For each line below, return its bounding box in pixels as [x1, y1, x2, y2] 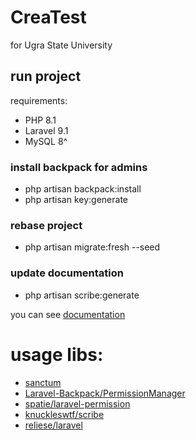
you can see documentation [10, 308, 126, 320]
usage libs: [10, 343, 104, 366]
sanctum [24, 376, 62, 388]
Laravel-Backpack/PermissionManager [24, 387, 186, 399]
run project [10, 68, 82, 85]
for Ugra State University [10, 39, 113, 51]
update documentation [10, 266, 124, 280]
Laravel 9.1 [24, 124, 69, 136]
